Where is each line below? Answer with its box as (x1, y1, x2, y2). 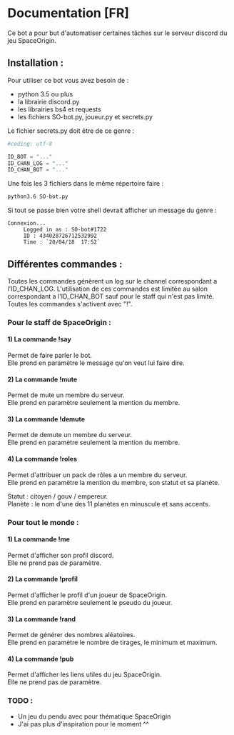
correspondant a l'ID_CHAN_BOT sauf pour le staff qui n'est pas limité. (7, 291, 215, 301)
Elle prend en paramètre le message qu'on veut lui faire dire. (7, 359, 185, 367)
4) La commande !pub (7, 654, 74, 663)
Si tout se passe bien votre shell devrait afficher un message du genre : (7, 206, 217, 215)
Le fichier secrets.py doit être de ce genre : (7, 126, 135, 135)
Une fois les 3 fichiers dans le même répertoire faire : (7, 179, 164, 188)
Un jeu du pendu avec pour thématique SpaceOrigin (17, 712, 171, 721)
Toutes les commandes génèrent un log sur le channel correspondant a (7, 276, 218, 285)
